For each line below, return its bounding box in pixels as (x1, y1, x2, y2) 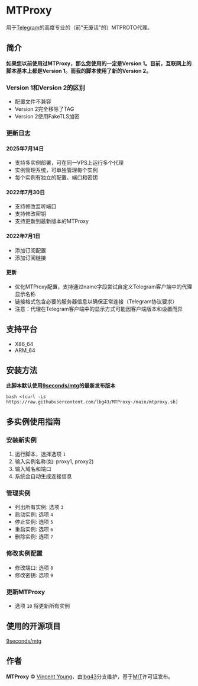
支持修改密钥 (14, 210, 46, 217)
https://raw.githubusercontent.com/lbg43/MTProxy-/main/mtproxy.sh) (6, 399, 178, 405)
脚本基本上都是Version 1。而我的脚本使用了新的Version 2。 (6, 67, 152, 74)
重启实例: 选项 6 (14, 525, 53, 533)
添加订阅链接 (14, 254, 46, 261)
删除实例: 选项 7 (14, 533, 53, 540)
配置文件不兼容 (14, 98, 51, 105)
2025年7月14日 (6, 145, 44, 152)
